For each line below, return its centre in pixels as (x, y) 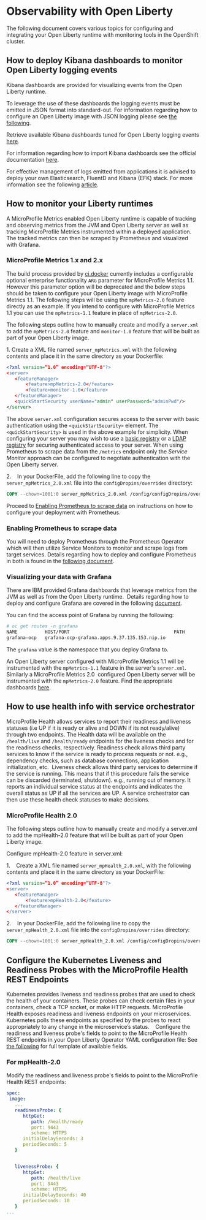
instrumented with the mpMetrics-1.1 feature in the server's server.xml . (97, 668)
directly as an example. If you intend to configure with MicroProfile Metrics (101, 306)
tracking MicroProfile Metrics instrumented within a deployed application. (99, 232)
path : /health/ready (57, 1122)
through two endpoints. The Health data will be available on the (86, 734)
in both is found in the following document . (60, 561)
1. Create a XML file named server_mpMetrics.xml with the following (92, 349)
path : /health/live (56, 1178)
